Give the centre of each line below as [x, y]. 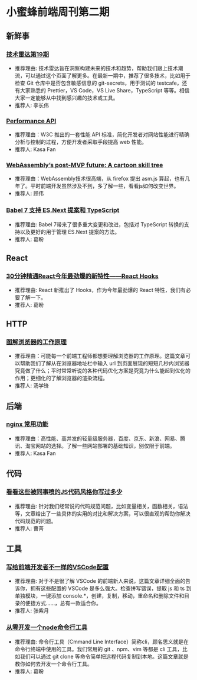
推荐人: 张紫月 [32, 611]
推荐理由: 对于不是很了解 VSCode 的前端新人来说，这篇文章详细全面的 [100, 581]
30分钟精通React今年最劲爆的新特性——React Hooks [82, 276]
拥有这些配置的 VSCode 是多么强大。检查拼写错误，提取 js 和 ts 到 [111, 588]
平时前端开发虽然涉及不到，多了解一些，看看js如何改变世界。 [105, 186]
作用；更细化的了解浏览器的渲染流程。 [61, 378]
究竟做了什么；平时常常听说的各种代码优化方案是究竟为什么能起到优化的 [102, 371]
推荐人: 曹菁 [29, 528]
